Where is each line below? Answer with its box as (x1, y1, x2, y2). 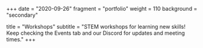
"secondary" (6, 11, 38, 19)
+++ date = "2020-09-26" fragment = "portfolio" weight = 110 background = (6, 5, 198, 12)
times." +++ (6, 36, 36, 43)
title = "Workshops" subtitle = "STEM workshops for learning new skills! (6, 23, 186, 30)
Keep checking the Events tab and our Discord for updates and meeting (6, 29, 185, 37)
